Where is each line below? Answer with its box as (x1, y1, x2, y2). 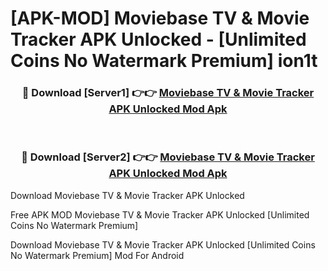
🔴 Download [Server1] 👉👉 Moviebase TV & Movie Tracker (21, 86, 315, 100)
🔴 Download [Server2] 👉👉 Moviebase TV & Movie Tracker (21, 150, 315, 164)
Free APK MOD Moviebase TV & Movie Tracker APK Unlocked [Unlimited (10, 208, 310, 221)
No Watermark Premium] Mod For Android (10, 249, 185, 261)
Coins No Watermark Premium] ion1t (10, 50, 318, 72)
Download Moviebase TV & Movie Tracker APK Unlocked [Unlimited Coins (10, 238, 316, 251)
